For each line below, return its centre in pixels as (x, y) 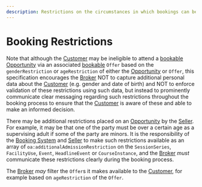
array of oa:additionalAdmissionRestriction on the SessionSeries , (89, 146)
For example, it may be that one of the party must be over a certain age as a (100, 127)
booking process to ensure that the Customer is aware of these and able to (99, 103)
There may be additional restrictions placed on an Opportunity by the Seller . (100, 121)
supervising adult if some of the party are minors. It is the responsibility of (98, 133)
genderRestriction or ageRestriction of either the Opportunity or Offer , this (100, 71)
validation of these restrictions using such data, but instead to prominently (98, 90)
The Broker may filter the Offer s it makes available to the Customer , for (94, 171)
